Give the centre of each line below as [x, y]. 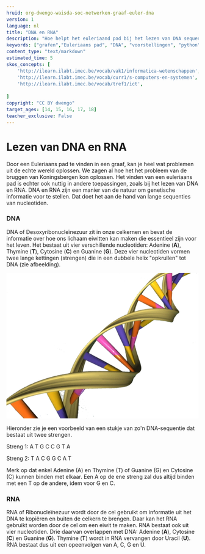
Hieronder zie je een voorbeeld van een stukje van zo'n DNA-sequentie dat [101, 428]
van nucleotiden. [27, 203]
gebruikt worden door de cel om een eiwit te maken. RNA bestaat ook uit [98, 525]
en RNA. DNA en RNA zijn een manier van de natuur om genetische [91, 190]
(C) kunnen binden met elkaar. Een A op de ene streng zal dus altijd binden [100, 476]
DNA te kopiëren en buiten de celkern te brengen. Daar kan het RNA [92, 519]
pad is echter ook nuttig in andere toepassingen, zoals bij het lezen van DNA [103, 183]
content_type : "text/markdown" [46, 52]
